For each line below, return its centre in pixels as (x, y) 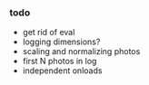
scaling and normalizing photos (81, 52)
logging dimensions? (61, 42)
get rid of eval (49, 33)
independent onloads (62, 71)
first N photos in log (60, 61)
